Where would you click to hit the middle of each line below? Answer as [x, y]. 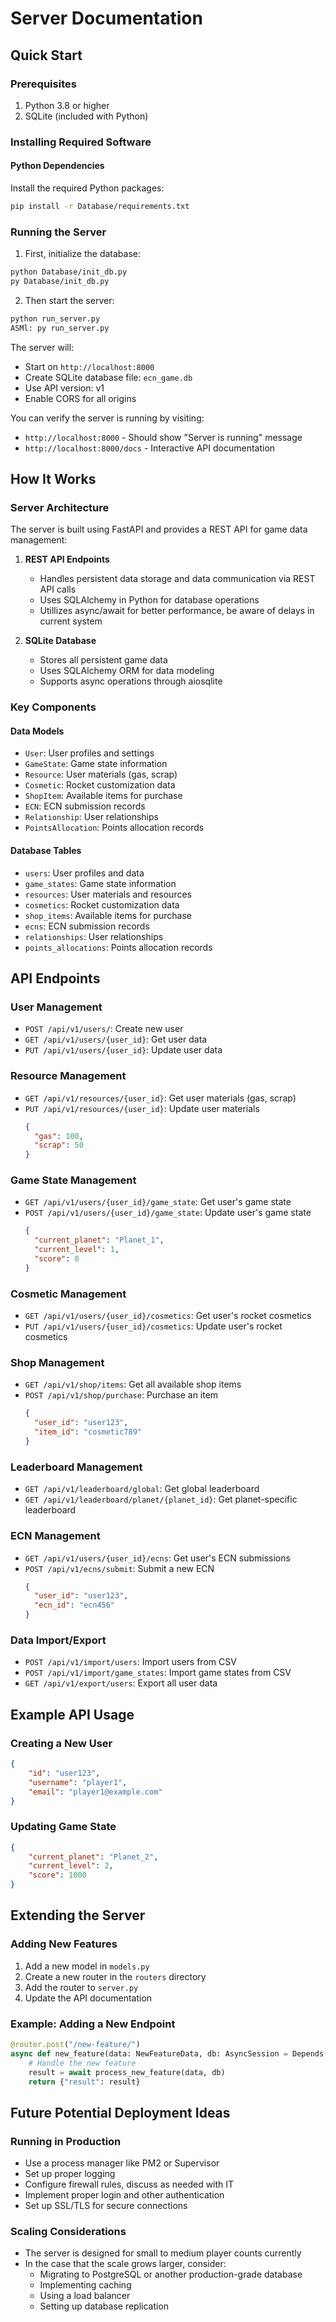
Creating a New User [61, 1743]
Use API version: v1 [64, 388]
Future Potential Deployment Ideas [120, 2112]
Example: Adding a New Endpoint [93, 2024]
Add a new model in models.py [87, 1966]
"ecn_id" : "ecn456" [75, 1605]
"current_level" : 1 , [77, 1250]
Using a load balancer [85, 2296]
